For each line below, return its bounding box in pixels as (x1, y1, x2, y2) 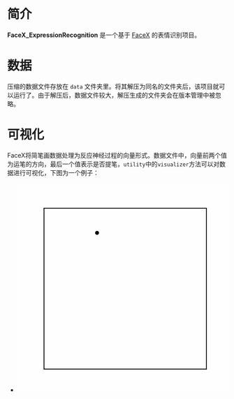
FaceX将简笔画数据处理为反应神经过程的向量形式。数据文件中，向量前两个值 (7, 151, 228, 159)
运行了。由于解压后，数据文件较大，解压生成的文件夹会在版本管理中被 (13, 91, 215, 99)
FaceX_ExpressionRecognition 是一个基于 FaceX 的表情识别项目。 (7, 31, 201, 39)
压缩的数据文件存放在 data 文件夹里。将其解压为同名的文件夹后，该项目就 (7, 82, 219, 91)
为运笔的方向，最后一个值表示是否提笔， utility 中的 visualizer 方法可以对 (7, 160, 220, 168)
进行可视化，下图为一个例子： (13, 168, 99, 176)
